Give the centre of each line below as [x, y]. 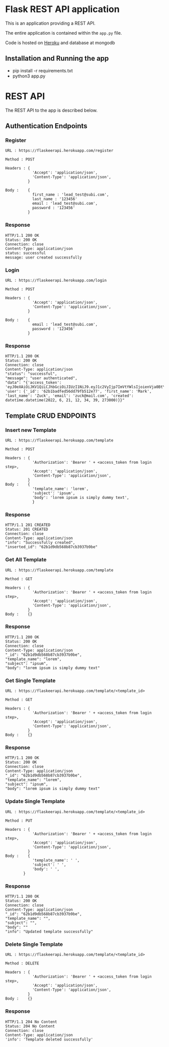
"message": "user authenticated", [41, 378]
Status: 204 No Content [30, 1026]
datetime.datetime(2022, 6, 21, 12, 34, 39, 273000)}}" [65, 400]
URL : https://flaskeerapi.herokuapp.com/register [59, 151]
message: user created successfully [44, 257]
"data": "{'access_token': [33, 383]
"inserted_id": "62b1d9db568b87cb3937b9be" [52, 547]
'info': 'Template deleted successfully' [49, 1039]
